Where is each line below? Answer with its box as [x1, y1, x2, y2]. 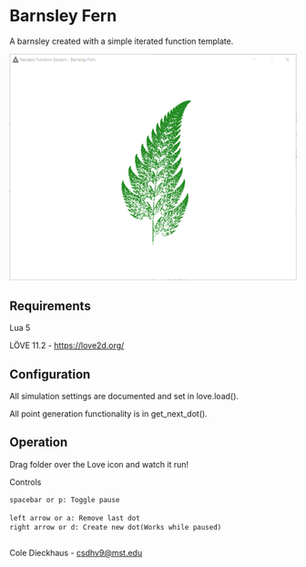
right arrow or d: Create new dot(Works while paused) [9, 522, 222, 531]
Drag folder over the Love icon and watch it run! [9, 459, 189, 469]
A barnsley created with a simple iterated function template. [9, 36, 234, 46]
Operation [9, 435, 68, 450]
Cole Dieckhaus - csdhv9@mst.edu [9, 548, 143, 559]
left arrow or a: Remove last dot [9, 513, 141, 522]
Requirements [9, 298, 91, 314]
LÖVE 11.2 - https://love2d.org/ [9, 340, 125, 351]
